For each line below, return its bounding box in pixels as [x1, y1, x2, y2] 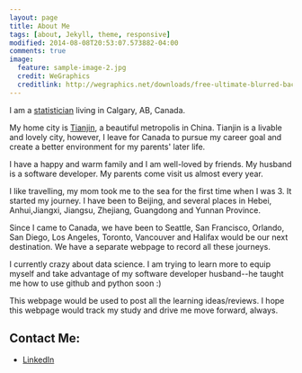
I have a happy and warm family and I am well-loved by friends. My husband [9, 158, 292, 169]
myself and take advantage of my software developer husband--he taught [9, 268, 285, 279]
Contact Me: [9, 331, 81, 346]
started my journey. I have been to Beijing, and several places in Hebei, [9, 195, 272, 206]
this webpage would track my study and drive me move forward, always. [9, 305, 279, 315]
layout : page [9, 13, 58, 22]
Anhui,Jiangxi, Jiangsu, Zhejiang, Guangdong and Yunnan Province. [9, 204, 261, 216]
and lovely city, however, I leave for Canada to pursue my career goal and [9, 131, 282, 142]
